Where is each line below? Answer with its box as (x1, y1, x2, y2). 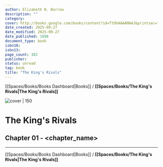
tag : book (5, 66, 25, 71)
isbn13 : (5, 47, 21, 52)
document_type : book (5, 39, 47, 44)
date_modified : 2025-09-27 (5, 30, 60, 34)
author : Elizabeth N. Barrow (5, 7, 64, 12)
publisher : (5, 57, 27, 61)
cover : (5, 20, 18, 26)
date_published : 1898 (5, 34, 49, 39)
